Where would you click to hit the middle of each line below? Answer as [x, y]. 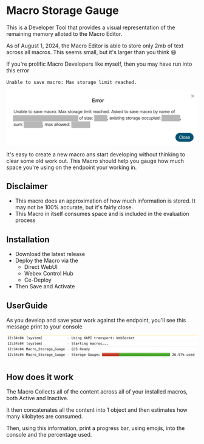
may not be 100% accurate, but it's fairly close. [74, 207]
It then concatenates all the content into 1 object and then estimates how [97, 410]
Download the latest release [50, 254]
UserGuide [27, 306]
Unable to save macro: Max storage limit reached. [72, 82]
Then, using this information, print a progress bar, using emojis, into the [96, 428]
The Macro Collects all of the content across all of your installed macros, [97, 391]
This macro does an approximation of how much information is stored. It [105, 201]
